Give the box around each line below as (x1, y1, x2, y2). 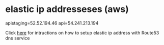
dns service (5, 35, 30, 41)
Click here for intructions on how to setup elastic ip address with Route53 (5, 29, 159, 35)
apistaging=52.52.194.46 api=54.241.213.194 (5, 20, 99, 26)
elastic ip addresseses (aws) (5, 3, 129, 15)
